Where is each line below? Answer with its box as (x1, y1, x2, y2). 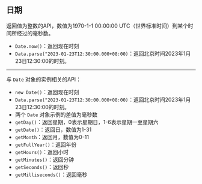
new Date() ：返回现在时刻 (14, 88, 79, 95)
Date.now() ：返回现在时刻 (14, 42, 79, 49)
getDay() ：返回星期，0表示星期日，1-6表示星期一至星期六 (14, 118, 159, 125)
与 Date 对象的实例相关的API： (6, 76, 81, 83)
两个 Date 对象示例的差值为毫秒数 (14, 111, 98, 118)
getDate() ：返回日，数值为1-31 (14, 126, 92, 133)
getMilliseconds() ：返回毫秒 (14, 171, 88, 178)
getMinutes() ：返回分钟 (14, 156, 74, 163)
